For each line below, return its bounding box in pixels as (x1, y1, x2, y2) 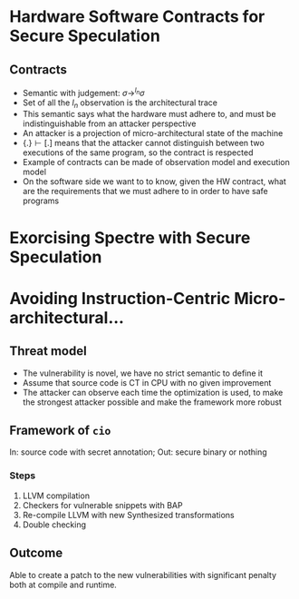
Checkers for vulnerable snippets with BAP (22, 499, 183, 510)
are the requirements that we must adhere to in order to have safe (22, 186, 269, 197)
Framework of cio (9, 423, 111, 438)
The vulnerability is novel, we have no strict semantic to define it (22, 368, 264, 378)
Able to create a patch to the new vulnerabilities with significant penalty (9, 569, 277, 580)
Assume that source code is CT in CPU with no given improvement (22, 377, 272, 388)
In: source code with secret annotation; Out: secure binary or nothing (9, 447, 267, 457)
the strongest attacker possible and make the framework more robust (22, 397, 283, 408)
